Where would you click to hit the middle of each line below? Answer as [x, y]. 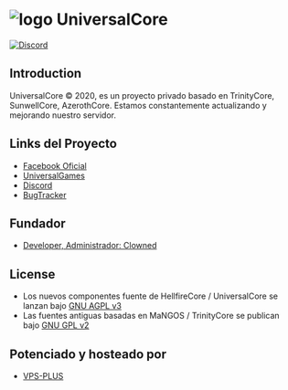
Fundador [37, 223]
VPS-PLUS [43, 376]
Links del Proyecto [63, 144]
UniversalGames [53, 175]
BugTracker [44, 195]
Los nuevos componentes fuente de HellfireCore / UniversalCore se [150, 296]
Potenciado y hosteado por [88, 354]
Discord [37, 185]
